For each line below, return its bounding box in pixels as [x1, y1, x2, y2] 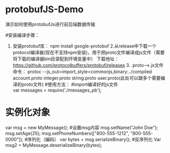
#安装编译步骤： [5, 32, 40, 38]
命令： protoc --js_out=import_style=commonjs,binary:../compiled [12, 68, 152, 75]
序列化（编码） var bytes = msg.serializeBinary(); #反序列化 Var [27, 136, 161, 142]
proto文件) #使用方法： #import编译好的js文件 [21, 81, 118, 88]
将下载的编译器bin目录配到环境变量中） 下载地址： [12, 55, 119, 62]
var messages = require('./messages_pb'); [12, 87, 102, 93]
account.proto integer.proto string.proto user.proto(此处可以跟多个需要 [12, 75, 161, 81]
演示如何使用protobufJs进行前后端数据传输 [5, 21, 95, 27]
